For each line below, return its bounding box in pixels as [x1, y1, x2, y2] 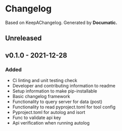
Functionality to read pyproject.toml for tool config [12, 104, 116, 110]
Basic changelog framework [12, 93, 71, 99]
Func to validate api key [12, 114, 61, 120]
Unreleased [5, 34, 42, 42]
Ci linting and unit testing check [12, 77, 78, 83]
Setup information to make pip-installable [12, 88, 97, 94]
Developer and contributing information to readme [12, 83, 116, 89]
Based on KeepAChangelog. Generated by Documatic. [5, 19, 118, 25]
